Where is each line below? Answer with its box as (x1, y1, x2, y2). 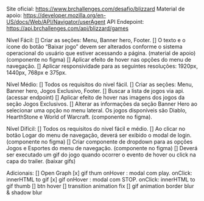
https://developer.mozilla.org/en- (23, 12, 107, 19)
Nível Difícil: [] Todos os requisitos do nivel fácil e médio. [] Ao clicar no (6, 125, 186, 132)
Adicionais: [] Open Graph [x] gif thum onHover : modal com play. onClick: (6, 169, 193, 177)
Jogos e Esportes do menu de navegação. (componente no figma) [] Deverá (6, 145, 198, 152)
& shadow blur (6, 189, 43, 196)
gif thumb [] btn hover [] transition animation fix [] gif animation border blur (6, 183, 194, 189)
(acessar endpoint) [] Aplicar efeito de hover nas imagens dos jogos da (6, 94, 185, 101)
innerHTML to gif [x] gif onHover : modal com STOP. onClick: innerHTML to (6, 176, 195, 183)
